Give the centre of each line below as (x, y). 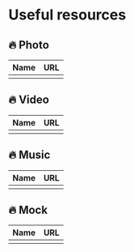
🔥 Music (29, 155)
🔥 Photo (29, 45)
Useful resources (67, 15)
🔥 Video (29, 100)
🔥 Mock (28, 210)
